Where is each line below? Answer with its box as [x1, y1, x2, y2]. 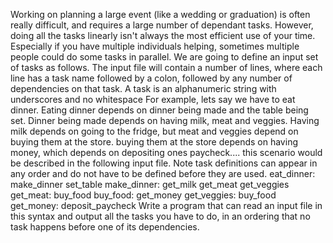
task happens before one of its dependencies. [10, 221, 200, 233]
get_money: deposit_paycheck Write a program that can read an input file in [10, 200, 323, 211]
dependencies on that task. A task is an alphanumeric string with [10, 83, 277, 94]
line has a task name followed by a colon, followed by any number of [10, 72, 293, 84]
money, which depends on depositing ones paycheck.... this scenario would [10, 147, 323, 158]
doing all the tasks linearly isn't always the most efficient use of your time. [10, 30, 316, 41]
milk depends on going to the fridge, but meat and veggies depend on [10, 125, 299, 137]
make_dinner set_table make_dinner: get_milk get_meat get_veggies [10, 179, 290, 190]
